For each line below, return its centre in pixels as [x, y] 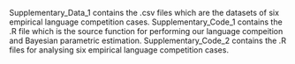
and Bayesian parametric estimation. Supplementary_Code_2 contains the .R [148, 40]
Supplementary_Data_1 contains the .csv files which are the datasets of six [144, 13]
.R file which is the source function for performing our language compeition [146, 31]
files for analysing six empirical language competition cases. [119, 50]
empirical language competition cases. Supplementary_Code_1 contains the [146, 22]
